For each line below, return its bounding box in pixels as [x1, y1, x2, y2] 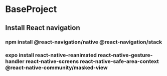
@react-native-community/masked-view [5, 64, 108, 71]
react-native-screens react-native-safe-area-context [25, 58, 159, 65]
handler [5, 58, 25, 65]
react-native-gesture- [97, 51, 153, 58]
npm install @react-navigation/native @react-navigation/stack [5, 38, 162, 45]
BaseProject [5, 3, 57, 15]
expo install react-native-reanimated [5, 51, 97, 58]
